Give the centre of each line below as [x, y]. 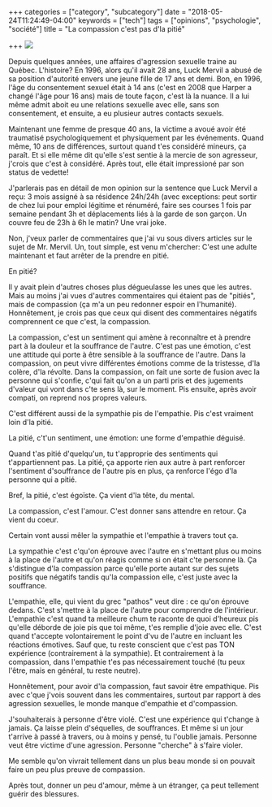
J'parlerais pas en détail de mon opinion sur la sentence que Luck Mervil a [133, 188]
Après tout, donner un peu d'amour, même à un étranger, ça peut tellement [134, 785]
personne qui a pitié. [43, 479]
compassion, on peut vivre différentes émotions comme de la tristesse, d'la [134, 363]
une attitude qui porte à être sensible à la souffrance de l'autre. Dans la [127, 354]
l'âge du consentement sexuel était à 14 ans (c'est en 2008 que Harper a [130, 87]
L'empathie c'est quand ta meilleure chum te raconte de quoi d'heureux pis [134, 618]
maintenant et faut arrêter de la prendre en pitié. [89, 256]
